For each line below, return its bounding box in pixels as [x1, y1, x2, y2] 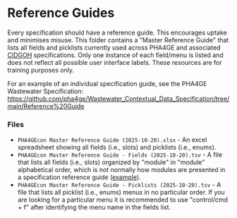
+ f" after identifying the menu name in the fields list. [17, 203, 171, 212]
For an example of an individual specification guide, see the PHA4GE [7, 79, 207, 87]
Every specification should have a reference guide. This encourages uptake [7, 28, 227, 37]
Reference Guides [7, 5, 115, 21]
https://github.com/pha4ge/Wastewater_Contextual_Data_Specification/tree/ [7, 94, 230, 103]
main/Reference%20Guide [7, 102, 85, 110]
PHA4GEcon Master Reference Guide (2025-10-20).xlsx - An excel [17, 135, 207, 144]
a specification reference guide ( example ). [17, 173, 141, 181]
